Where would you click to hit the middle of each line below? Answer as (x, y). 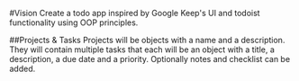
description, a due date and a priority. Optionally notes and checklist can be (150, 59)
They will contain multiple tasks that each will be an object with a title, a (142, 49)
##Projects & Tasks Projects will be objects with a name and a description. (147, 40)
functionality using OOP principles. (74, 22)
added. (23, 68)
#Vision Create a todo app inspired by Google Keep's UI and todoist (135, 13)
